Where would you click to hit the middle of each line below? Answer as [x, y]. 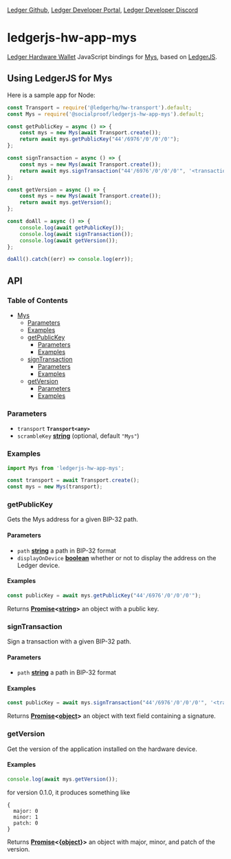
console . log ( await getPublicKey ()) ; [72, 227]
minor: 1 [26, 817]
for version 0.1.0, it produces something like [69, 792]
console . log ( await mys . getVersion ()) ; [63, 779]
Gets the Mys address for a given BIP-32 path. [73, 520]
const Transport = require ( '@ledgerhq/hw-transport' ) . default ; [100, 107]
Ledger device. [38, 565]
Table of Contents [38, 300]
